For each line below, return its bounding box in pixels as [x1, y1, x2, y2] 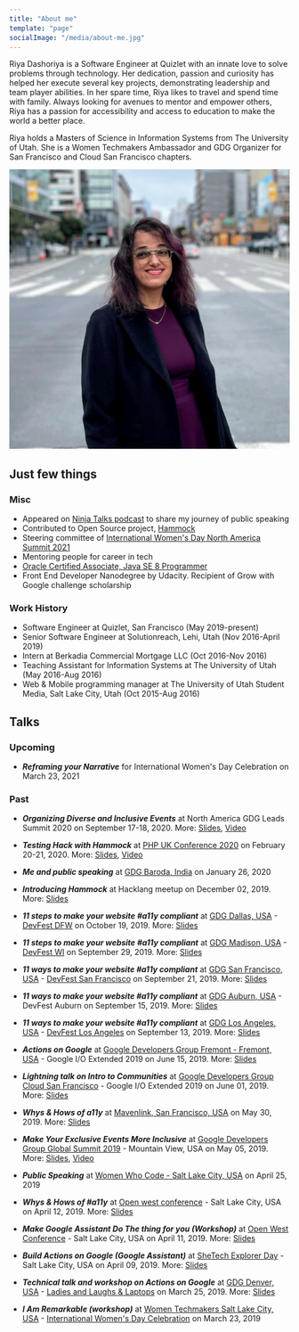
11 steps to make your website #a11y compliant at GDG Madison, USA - [21, 937, 287, 948]
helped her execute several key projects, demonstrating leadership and [9, 78, 271, 88]
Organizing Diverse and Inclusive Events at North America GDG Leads [21, 813, 285, 824]
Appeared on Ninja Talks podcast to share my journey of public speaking [21, 513, 289, 525]
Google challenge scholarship [21, 580, 132, 591]
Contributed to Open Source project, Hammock [21, 523, 196, 534]
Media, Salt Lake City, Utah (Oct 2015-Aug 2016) [21, 689, 200, 699]
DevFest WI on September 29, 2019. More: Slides [21, 947, 203, 958]
